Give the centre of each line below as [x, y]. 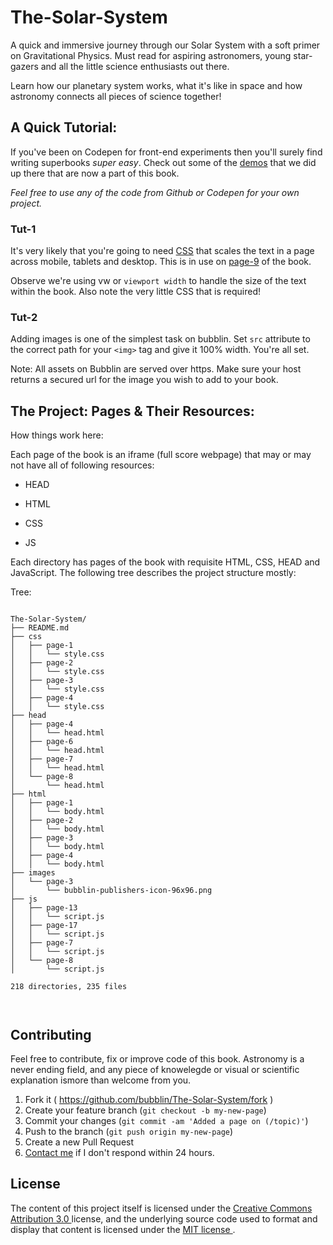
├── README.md [40, 628]
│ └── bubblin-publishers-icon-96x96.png [111, 891]
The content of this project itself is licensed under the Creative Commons [161, 1208]
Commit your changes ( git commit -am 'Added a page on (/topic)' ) [166, 1120]
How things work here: [57, 435]
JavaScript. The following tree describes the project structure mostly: [153, 573]
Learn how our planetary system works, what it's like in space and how [156, 85]
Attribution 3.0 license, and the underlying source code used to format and [164, 1218]
